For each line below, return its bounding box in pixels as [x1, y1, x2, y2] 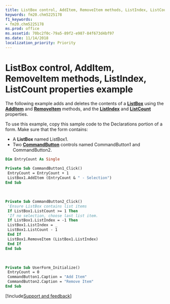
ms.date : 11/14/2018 [5, 36, 49, 41]
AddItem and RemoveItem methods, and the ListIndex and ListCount [5, 106, 151, 112]
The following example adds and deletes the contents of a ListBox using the [5, 100, 164, 106]
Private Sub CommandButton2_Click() [5, 199, 82, 204]
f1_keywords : [5, 17, 33, 22]
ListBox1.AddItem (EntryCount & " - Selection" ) [7, 176, 112, 181]
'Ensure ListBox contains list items [7, 203, 87, 209]
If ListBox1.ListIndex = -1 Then [7, 218, 78, 223]
